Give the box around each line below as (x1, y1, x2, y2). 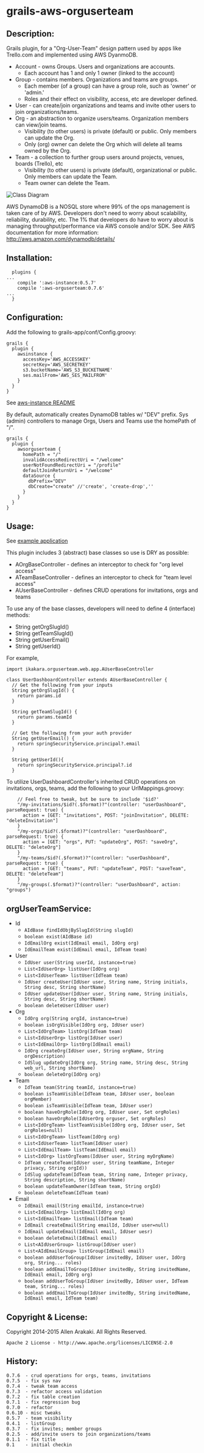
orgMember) (24, 1096, 52, 1103)
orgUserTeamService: (6, 903, 91, 914)
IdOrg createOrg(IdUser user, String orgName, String (24, 1048, 164, 1054)
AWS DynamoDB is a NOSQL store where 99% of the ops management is (6, 203, 191, 210)
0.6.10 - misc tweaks (6, 1410, 62, 1416)
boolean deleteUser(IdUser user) (24, 1003, 110, 1009)
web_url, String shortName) (24, 1065, 96, 1071)
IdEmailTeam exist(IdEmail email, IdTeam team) (24, 947, 147, 953)
